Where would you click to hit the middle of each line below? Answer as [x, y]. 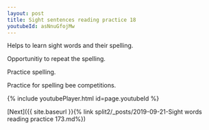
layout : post [26, 13]
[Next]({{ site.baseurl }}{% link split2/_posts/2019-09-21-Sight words [104, 112]
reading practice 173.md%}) [47, 119]
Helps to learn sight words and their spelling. [70, 46]
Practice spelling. [32, 72]
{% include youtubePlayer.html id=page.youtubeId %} [83, 99]
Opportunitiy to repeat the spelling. [57, 59]
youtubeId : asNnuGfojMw [41, 26]
